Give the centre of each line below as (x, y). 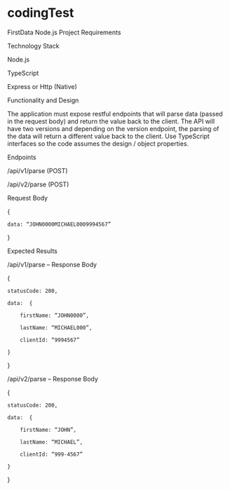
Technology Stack (33, 46)
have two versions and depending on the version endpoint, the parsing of (113, 128)
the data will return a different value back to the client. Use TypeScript (109, 136)
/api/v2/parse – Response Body (53, 379)
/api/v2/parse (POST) (38, 184)
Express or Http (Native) (42, 86)
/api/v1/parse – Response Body (52, 264)
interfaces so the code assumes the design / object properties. (98, 143)
